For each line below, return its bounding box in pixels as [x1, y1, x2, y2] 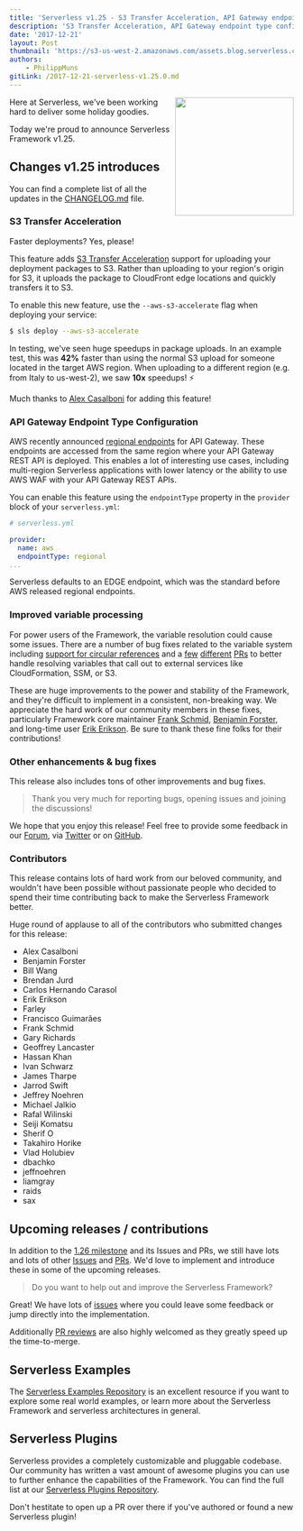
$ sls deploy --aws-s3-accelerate [9, 326, 140, 335]
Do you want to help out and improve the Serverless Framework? [31, 1282, 273, 1293]
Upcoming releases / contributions [9, 1221, 209, 1236]
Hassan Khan [22, 1051, 72, 1062]
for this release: [9, 929, 68, 940]
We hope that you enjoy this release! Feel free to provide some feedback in [9, 821, 289, 830]
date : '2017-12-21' [9, 30, 83, 39]
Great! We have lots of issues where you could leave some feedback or [9, 1299, 274, 1310]
